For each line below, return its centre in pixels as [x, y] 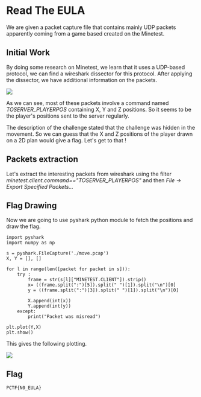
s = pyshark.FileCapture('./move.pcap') [58, 253]
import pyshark [25, 238]
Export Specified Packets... [40, 186]
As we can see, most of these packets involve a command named [88, 103]
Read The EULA [46, 11]
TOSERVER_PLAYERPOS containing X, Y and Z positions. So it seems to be [99, 109]
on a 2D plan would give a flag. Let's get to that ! [66, 140]
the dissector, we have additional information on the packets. [82, 80]
